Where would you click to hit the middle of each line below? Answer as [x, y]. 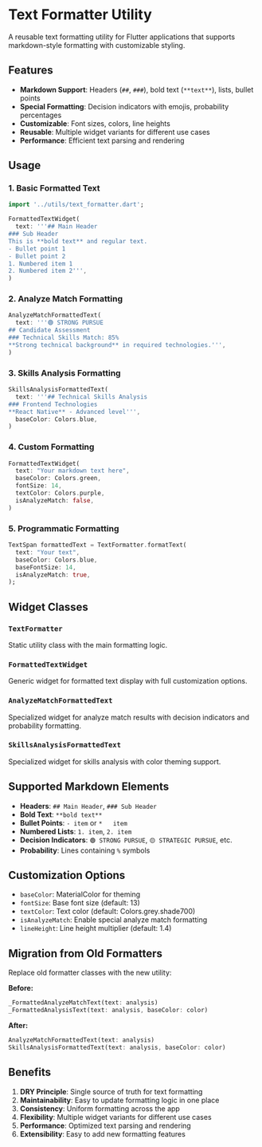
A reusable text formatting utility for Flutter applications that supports [122, 37]
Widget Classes [49, 607]
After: [18, 1026]
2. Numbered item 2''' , [48, 271]
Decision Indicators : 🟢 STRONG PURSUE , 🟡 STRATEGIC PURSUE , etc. [126, 840]
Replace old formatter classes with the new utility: [90, 973]
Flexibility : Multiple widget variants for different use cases [116, 1117]
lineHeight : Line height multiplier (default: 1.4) [96, 928]
